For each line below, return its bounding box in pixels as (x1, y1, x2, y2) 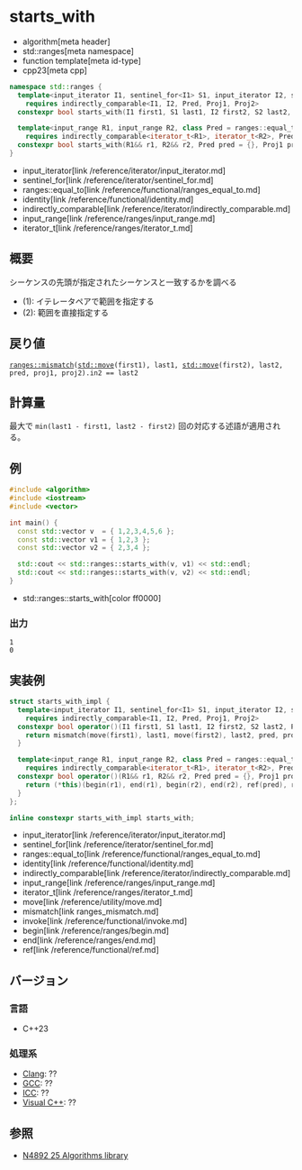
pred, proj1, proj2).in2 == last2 (9, 368, 139, 378)
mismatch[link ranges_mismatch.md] (22, 906, 159, 917)
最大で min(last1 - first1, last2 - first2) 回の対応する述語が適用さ (9, 421, 273, 432)
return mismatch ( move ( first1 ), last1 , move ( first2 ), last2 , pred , (25, 730, 280, 740)
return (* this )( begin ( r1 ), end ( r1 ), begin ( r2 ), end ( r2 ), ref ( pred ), (25, 780, 288, 790)
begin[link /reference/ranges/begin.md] (22, 926, 169, 937)
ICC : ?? (22, 1088, 49, 1099)
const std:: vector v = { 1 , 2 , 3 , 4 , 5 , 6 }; (17, 526, 175, 535)
